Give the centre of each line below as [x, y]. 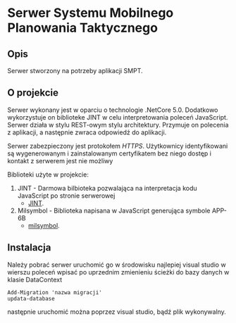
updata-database [31, 298]
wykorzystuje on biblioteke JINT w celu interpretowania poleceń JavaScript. [118, 117]
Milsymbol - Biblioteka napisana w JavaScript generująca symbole [114, 210]
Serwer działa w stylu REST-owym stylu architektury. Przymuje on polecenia [118, 125]
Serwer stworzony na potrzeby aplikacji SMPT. [75, 71]
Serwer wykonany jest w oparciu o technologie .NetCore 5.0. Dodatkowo [113, 110]
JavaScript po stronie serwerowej [66, 196]
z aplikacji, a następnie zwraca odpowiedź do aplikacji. [87, 132]
